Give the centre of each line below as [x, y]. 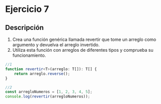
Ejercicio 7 [27, 9]
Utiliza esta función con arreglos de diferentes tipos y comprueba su [83, 50]
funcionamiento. [29, 55]
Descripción [24, 28]
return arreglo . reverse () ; [42, 74]
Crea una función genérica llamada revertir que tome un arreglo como [84, 39]
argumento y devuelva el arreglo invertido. [56, 45]
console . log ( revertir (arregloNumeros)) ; [48, 97]
